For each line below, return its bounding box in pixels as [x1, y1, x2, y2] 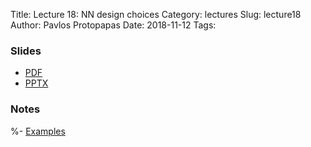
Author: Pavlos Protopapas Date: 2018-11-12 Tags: [10, 19, 217, 31]
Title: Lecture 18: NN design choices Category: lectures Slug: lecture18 [10, 9, 302, 20]
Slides [10, 44, 42, 58]
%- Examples [10, 125, 66, 137]
